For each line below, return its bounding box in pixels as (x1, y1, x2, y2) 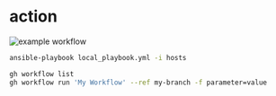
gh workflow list (9, 69, 75, 78)
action (9, 6, 58, 27)
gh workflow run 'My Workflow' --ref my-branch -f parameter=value (9, 78, 268, 87)
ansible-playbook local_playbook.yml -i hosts (9, 53, 187, 62)
